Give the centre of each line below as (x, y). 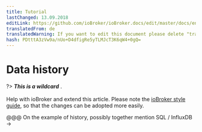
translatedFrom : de (31, 29)
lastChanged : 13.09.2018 (37, 17)
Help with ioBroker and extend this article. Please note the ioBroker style (96, 99)
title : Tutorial (26, 12)
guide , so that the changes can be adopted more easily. (75, 105)
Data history (38, 70)
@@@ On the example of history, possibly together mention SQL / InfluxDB (99, 117)
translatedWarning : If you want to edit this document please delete (95, 34)
